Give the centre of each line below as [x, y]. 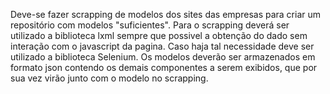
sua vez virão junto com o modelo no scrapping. [109, 78]
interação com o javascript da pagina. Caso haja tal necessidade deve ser [162, 46]
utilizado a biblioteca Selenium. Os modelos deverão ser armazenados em [163, 57]
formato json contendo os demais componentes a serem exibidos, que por [164, 67]
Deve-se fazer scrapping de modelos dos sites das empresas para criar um [166, 14]
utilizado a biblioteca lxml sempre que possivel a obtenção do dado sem [159, 35]
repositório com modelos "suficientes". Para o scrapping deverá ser [150, 25]
